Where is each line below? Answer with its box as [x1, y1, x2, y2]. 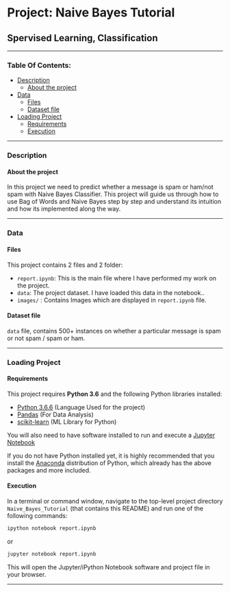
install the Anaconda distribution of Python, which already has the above [7, 458, 212, 467]
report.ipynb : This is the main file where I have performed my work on [16, 274, 217, 282]
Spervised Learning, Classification [7, 32, 159, 44]
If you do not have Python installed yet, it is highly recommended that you [7, 451, 215, 460]
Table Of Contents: [7, 60, 72, 70]
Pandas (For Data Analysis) [16, 410, 94, 418]
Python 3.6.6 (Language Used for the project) [16, 403, 146, 411]
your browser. [7, 570, 47, 578]
